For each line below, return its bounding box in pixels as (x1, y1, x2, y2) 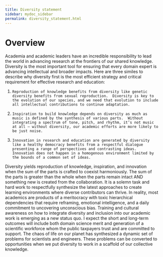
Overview (5, 37, 45, 48)
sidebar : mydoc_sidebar (5, 12, 54, 17)
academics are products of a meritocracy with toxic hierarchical (5, 195, 133, 201)
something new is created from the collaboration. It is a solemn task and (5, 179, 150, 185)
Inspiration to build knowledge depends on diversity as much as (12, 111, 147, 117)
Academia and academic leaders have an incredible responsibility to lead (5, 53, 152, 59)
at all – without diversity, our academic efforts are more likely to (12, 125, 159, 129)
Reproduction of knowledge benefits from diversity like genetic (12, 90, 147, 94)
